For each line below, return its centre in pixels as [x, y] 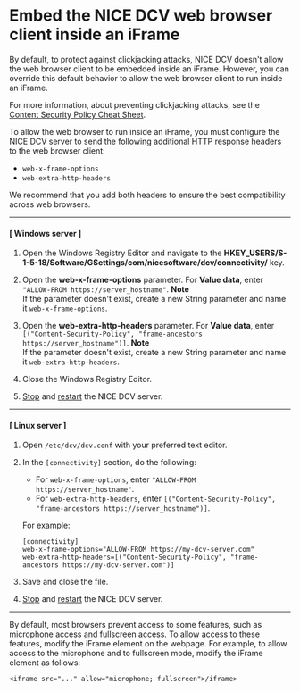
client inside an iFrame [95, 34]
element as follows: [45, 663]
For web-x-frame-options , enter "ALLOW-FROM [116, 479]
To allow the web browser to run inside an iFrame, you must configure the [145, 131]
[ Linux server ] [38, 425]
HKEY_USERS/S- [255, 253]
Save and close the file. [65, 582]
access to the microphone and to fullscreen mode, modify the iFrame [136, 654]
